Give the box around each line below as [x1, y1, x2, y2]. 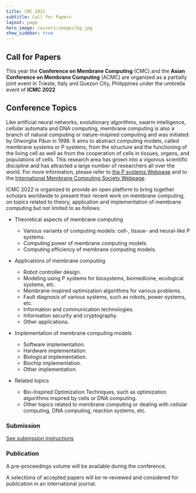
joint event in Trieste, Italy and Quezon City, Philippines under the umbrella [6, 80, 185, 87]
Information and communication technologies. [23, 305, 134, 313]
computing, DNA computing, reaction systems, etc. [23, 407, 146, 414]
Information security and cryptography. [23, 312, 118, 319]
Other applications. [23, 318, 69, 325]
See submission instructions [6, 435, 74, 442]
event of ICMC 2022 [6, 86, 55, 93]
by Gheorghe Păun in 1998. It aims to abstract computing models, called [6, 137, 179, 144]
